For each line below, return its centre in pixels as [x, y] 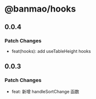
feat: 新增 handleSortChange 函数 [45, 91]
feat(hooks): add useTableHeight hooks [51, 51]
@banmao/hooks [40, 9]
